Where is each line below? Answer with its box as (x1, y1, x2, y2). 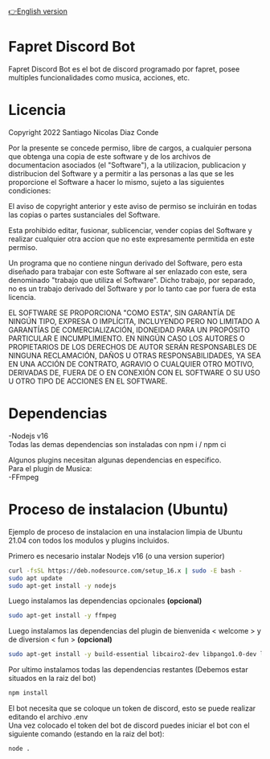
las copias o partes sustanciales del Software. (8, 210, 161, 219)
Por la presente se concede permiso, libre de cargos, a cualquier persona (8, 143, 252, 153)
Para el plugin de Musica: (8, 463, 92, 473)
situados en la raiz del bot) (8, 674, 96, 683)
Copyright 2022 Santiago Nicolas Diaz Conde (8, 127, 159, 137)
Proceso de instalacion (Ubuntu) (8, 501, 229, 519)
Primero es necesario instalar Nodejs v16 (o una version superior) (8, 551, 225, 560)
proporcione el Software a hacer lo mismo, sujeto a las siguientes (8, 177, 225, 187)
